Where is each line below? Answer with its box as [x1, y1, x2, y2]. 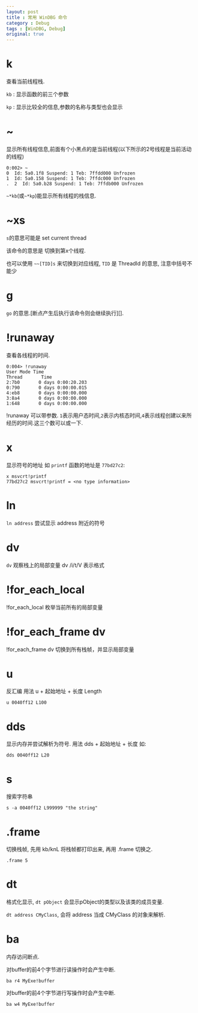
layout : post [6, 8, 39, 15]
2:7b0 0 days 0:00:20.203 [6, 379, 87, 385]
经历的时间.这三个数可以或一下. [6, 419, 83, 426]
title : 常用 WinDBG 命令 [6, 14, 68, 20]
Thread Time [6, 374, 52, 380]
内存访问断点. [6, 953, 40, 961]
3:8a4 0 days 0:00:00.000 [6, 395, 87, 401]
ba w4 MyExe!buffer [6, 1002, 55, 1008]
